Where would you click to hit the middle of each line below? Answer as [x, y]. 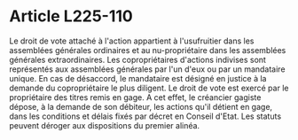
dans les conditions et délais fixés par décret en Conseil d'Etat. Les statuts [145, 116]
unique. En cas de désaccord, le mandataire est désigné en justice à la [138, 78]
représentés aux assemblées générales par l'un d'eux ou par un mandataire [147, 69]
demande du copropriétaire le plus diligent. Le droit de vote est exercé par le [149, 88]
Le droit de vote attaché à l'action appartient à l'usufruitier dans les [132, 41]
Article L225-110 [71, 16]
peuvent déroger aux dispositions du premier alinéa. [105, 125]
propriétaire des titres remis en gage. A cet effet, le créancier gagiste [135, 97]
